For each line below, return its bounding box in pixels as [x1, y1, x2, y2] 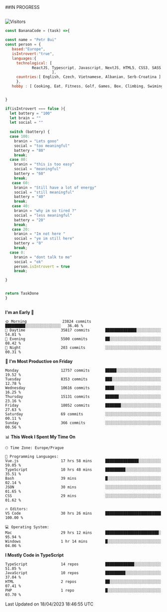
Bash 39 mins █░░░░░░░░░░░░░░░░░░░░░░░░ [5, 476, 162, 481]
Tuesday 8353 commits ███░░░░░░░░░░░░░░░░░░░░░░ [5, 377, 162, 382]
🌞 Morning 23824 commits [5, 319, 91, 324]
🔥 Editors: [5, 507, 28, 512]
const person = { [5, 42, 41, 47]
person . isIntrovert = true [14, 264, 70, 269]
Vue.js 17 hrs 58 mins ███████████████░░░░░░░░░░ [5, 459, 162, 464]
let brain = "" [9, 115, 41, 120]
